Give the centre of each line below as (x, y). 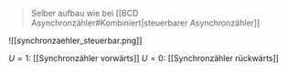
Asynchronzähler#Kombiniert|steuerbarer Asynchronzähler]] (145, 23)
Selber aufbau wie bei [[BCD (85, 13)
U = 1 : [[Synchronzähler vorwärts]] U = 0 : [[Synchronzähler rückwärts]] (144, 58)
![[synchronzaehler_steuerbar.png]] (75, 41)
